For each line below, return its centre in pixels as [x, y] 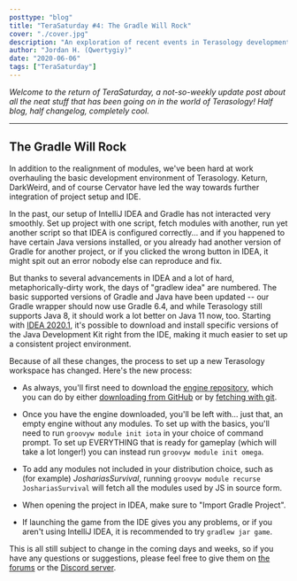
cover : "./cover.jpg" [49, 34]
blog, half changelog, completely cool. [80, 111]
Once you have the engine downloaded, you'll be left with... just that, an [152, 414]
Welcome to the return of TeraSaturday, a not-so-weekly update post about [147, 92]
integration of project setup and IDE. [75, 197]
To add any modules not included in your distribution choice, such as [148, 469]
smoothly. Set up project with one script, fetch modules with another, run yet [148, 223]
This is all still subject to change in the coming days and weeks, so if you [141, 548]
